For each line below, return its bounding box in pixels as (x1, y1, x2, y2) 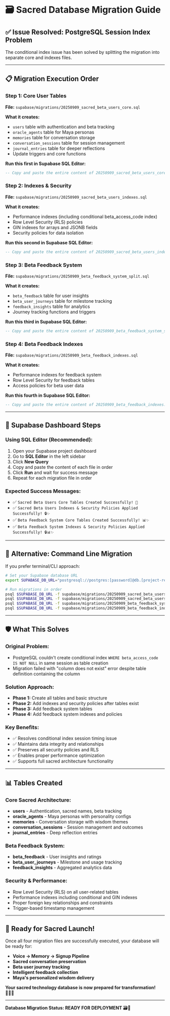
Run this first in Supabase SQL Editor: (5, 161, 86, 167)
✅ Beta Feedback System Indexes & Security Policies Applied (12, 524, 145, 530)
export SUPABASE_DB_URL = (5, 578, 58, 583)
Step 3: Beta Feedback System (5, 261, 82, 268)
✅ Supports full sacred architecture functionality (12, 758, 114, 765)
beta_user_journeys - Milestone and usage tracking (12, 859, 122, 865)
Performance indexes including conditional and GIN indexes (12, 894, 138, 900)
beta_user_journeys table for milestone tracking (12, 298, 112, 304)
